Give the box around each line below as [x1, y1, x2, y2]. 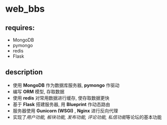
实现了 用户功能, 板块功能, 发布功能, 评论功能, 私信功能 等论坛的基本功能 [12, 114, 162, 120]
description [5, 68, 43, 77]
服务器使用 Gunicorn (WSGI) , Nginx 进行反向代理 [12, 108, 118, 114]
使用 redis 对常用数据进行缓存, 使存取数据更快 [12, 95, 110, 101]
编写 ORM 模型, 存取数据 [12, 88, 65, 94]
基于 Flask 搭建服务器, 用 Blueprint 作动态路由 [12, 101, 110, 107]
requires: [5, 23, 35, 32]
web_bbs [5, 3, 45, 15]
